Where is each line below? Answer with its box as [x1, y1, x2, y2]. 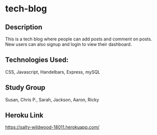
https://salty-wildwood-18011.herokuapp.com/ [5, 124, 100, 130]
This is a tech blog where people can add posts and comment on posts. [5, 36, 153, 42]
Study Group [5, 83, 46, 92]
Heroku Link [5, 111, 44, 120]
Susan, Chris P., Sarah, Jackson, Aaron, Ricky [5, 97, 99, 103]
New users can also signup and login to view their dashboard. [5, 41, 132, 47]
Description [5, 23, 42, 31]
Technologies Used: [5, 56, 69, 64]
